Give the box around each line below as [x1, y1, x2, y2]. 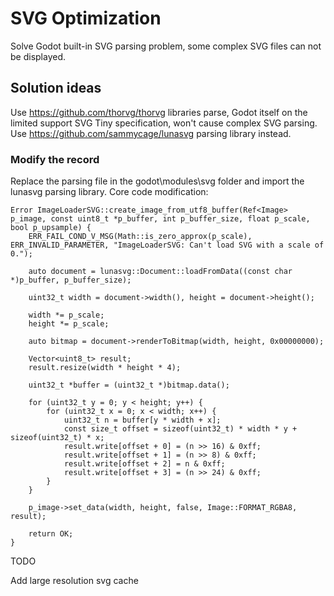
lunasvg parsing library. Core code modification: [10, 186, 209, 198]
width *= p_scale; [28, 310, 105, 321]
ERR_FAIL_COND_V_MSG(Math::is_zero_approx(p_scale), [28, 232, 253, 242]
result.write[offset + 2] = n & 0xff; [63, 459, 226, 469]
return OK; [28, 529, 74, 539]
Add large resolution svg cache [10, 575, 139, 587]
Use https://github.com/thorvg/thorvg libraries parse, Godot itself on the [10, 106, 308, 118]
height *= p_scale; [28, 319, 110, 329]
